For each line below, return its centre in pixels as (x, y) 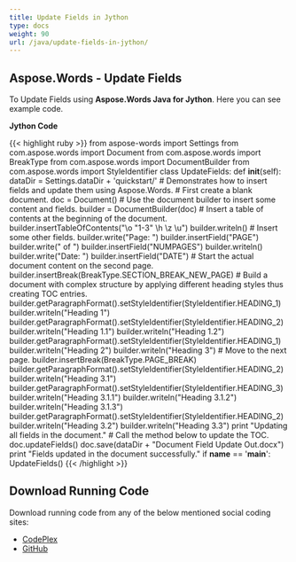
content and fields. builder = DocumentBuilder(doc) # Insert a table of (136, 209)
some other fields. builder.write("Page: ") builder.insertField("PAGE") (134, 238)
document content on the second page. (82, 266)
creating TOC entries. (48, 294)
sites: (19, 522)
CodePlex (39, 539)
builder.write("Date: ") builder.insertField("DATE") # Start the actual (132, 256)
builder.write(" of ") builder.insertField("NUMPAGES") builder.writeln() (136, 247)
